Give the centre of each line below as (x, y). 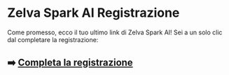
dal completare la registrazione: (53, 39)
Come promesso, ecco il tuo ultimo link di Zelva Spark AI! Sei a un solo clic (115, 32)
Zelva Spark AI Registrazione (93, 13)
